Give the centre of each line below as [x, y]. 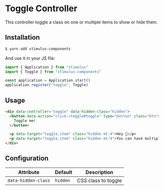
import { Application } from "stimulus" [47, 67]
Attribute [29, 172]
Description [99, 172]
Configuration [27, 158]
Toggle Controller [41, 9]
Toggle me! [25, 120]
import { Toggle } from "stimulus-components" [53, 71]
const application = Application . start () [48, 81]
